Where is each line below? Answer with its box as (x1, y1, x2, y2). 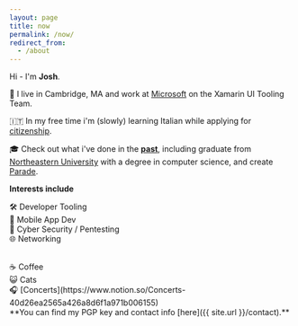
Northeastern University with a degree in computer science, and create (9, 156, 274, 167)
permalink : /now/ (9, 30, 75, 39)
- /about (17, 47, 50, 56)
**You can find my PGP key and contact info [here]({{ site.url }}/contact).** (9, 307, 290, 318)
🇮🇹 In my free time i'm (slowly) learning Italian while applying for (9, 116, 252, 127)
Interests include (9, 183, 75, 194)
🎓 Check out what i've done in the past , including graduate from (9, 144, 252, 154)
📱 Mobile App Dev (9, 215, 77, 225)
